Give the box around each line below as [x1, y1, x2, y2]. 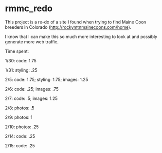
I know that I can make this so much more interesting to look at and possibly [5, 34, 158, 39]
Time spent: [5, 48, 29, 54]
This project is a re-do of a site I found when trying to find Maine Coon [5, 19, 146, 25]
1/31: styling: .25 [5, 67, 37, 73]
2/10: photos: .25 [5, 124, 39, 130]
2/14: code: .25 [5, 133, 36, 139]
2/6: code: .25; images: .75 [5, 86, 59, 92]
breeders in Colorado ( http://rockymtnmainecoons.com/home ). [5, 24, 131, 30]
